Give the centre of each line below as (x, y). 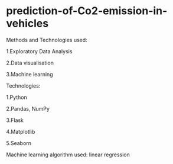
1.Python (17, 97)
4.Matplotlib (21, 131)
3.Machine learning (30, 74)
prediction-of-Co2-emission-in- (87, 11)
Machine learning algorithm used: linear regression (68, 155)
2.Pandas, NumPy (28, 108)
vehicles (27, 23)
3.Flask (15, 120)
